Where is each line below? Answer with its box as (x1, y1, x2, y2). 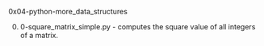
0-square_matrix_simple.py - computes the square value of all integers (19, 22, 256, 31)
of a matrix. (19, 31, 59, 40)
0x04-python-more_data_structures (8, 7, 128, 16)
